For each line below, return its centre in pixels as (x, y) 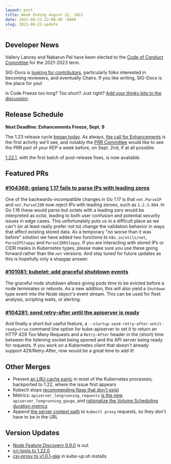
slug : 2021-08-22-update (32, 24)
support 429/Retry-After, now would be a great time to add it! (70, 351)
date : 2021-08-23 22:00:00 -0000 (41, 19)
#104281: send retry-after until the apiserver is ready (72, 313)
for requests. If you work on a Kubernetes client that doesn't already (77, 345)
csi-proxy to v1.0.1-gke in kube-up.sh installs (59, 456)
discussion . (17, 99)
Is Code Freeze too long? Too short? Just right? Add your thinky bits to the (83, 93)
